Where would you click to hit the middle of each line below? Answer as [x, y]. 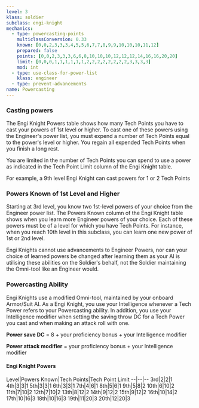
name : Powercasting [30, 90]
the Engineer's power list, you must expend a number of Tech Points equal [98, 136]
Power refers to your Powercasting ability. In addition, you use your [89, 310]
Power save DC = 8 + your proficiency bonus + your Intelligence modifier [97, 335]
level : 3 [17, 12]
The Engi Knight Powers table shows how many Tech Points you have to [95, 124]
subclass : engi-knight [34, 23]
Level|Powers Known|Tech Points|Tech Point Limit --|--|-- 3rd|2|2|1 [89, 379]
